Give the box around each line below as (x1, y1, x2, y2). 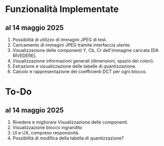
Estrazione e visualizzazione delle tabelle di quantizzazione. (12, 63, 136, 69)
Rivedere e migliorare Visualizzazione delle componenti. (12, 119, 129, 125)
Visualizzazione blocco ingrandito (12, 124, 83, 130)
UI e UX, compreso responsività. (12, 130, 80, 135)
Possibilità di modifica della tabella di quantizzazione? (12, 135, 124, 141)
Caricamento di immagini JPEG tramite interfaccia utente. (12, 42, 131, 48)
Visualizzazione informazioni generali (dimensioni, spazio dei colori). (12, 58, 154, 63)
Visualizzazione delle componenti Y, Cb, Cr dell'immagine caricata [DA (12, 47, 159, 53)
